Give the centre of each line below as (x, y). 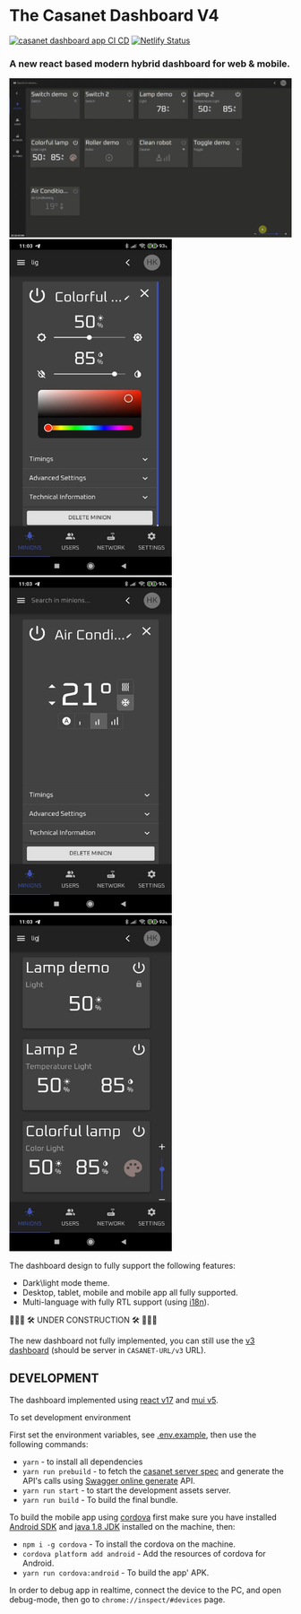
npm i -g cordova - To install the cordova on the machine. (129, 1544)
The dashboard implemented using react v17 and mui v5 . (114, 1400)
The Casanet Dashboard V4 (114, 16)
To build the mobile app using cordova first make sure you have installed (143, 1517)
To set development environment (70, 1417)
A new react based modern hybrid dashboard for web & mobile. (150, 64)
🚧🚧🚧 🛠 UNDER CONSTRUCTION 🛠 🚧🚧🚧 (83, 1320)
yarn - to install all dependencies (82, 1462)
